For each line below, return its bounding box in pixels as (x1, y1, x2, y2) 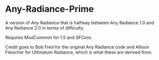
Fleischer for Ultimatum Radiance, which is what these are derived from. (5, 49, 153, 55)
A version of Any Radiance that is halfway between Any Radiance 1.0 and (5, 20, 155, 26)
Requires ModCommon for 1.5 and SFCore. (5, 34, 93, 40)
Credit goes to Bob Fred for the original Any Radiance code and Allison (5, 44, 150, 50)
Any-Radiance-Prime (5, 3, 94, 15)
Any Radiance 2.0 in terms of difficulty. (5, 25, 85, 30)
